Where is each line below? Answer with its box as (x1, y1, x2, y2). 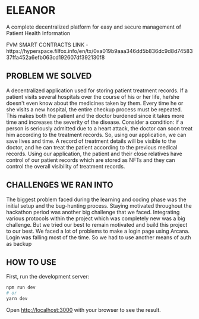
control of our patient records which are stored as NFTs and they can (6, 156, 175, 164)
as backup (6, 240, 32, 247)
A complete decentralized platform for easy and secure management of (6, 23, 181, 30)
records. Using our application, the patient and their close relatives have (6, 150, 183, 157)
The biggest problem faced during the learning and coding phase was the (6, 196, 187, 203)
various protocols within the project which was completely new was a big (6, 215, 185, 222)
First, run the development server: (6, 273, 90, 280)
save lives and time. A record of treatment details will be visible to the (6, 137, 176, 145)
